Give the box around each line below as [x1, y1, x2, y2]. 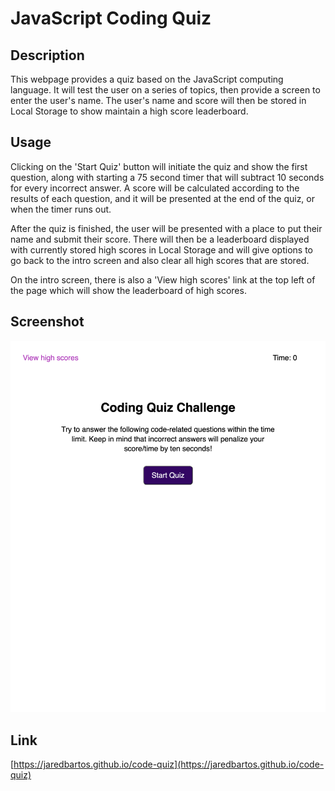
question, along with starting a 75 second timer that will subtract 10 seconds [10, 171, 325, 183]
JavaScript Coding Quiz [10, 7, 212, 30]
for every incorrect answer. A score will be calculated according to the [10, 182, 300, 194]
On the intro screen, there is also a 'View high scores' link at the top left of [10, 273, 316, 286]
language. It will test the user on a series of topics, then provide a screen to [10, 84, 321, 96]
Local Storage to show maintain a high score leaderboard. [10, 105, 249, 117]
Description [10, 47, 85, 64]
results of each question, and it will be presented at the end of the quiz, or [10, 192, 315, 204]
